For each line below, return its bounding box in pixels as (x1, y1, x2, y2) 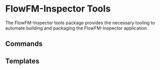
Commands (5, 40, 43, 48)
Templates (5, 56, 40, 65)
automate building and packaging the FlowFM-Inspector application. (5, 25, 148, 31)
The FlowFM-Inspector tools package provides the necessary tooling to (5, 20, 155, 26)
